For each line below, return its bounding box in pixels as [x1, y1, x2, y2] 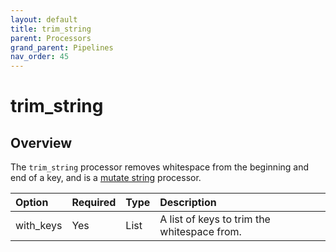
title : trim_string [10, 24, 92, 34]
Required [71, 196, 117, 210]
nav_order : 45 [10, 52, 70, 62]
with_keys [15, 219, 63, 233]
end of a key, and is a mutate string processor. [10, 172, 202, 184]
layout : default [10, 14, 78, 25]
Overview [10, 134, 73, 151]
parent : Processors [10, 33, 92, 43]
